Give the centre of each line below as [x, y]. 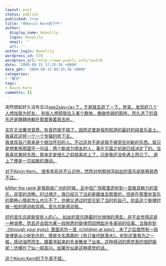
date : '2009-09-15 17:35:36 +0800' [42, 65]
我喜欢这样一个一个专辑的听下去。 [40, 136]
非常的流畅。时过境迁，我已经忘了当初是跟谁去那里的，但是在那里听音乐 [87, 194]
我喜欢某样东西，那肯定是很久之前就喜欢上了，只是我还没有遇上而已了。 [79, 155]
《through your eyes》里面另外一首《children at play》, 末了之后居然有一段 [82, 229]
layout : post [19, 10]
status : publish [22, 14]
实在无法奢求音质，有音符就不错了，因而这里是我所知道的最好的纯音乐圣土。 [83, 130]
